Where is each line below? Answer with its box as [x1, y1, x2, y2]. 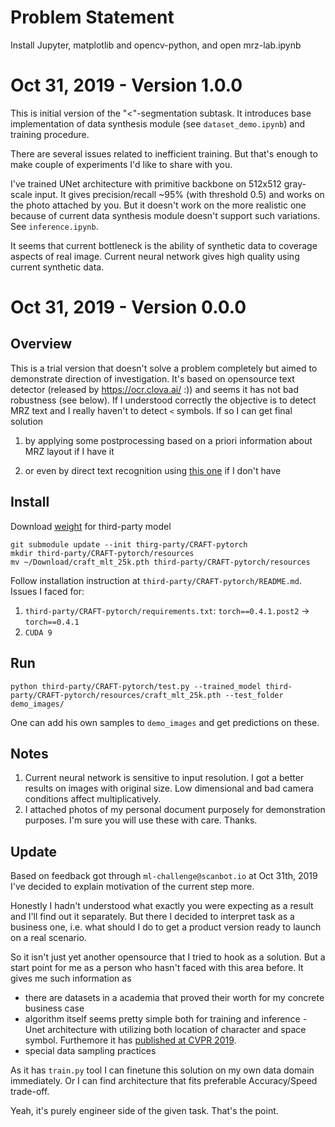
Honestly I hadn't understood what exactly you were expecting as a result [10, 900, 314, 912]
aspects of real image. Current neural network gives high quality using [10, 250, 300, 262]
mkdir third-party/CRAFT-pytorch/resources [10, 548, 195, 558]
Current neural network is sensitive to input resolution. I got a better [24, 772, 305, 784]
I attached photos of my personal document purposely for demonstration [24, 804, 326, 816]
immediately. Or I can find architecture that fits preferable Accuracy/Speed [10, 1075, 318, 1087]
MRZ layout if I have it [24, 445, 115, 457]
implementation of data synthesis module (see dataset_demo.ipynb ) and [10, 117, 305, 130]
